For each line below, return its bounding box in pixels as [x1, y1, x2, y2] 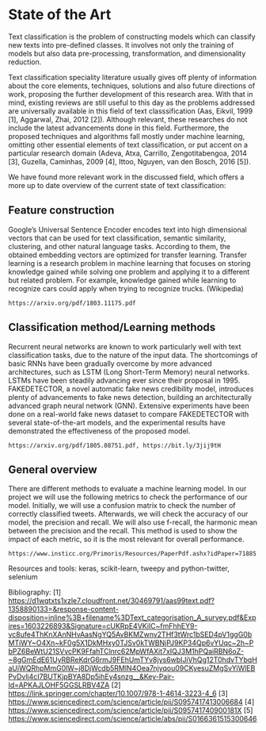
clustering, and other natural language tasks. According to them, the [8, 241, 231, 251]
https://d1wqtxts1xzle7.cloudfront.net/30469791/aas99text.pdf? [8, 596, 215, 606]
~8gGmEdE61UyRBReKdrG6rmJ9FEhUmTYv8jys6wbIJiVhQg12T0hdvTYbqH [8, 655, 257, 664]
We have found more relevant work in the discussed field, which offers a [8, 172, 245, 182]
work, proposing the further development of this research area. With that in [8, 89, 253, 98]
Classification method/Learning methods [8, 321, 216, 334]
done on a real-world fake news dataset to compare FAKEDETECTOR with [8, 409, 249, 418]
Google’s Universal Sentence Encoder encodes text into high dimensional [8, 225, 247, 234]
